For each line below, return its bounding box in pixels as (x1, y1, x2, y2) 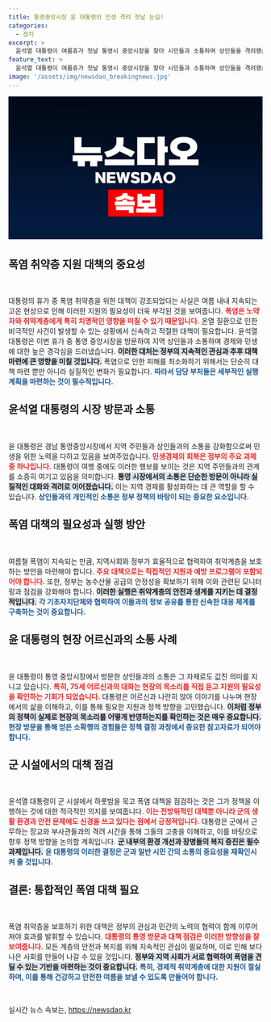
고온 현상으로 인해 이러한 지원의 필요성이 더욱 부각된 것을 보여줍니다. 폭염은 (8, 306, 245, 316)
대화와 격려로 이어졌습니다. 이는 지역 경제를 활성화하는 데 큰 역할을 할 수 (29, 482, 255, 491)
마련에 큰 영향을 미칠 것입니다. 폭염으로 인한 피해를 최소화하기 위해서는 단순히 (8, 356, 251, 367)
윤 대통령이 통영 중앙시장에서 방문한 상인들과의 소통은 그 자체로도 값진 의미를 (8, 671, 250, 681)
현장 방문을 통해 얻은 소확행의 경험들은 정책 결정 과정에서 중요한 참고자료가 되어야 (8, 721, 261, 731)
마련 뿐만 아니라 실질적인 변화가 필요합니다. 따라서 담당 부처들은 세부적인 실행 (16, 367, 259, 376)
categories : (8, 21, 48, 30)
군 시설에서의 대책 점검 (8, 758, 115, 772)
